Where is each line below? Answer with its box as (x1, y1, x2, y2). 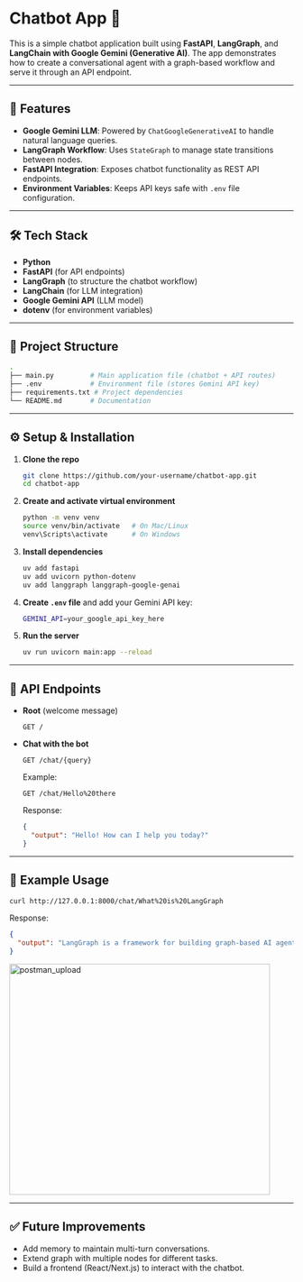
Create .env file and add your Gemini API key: (22, 597, 193, 608)
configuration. (22, 192, 75, 203)
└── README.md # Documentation (9, 396, 151, 405)
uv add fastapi (22, 563, 80, 572)
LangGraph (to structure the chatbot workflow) (22, 275, 198, 287)
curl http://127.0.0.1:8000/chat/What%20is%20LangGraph (9, 896, 224, 905)
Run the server (22, 630, 79, 641)
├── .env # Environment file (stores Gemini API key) (9, 380, 260, 389)
